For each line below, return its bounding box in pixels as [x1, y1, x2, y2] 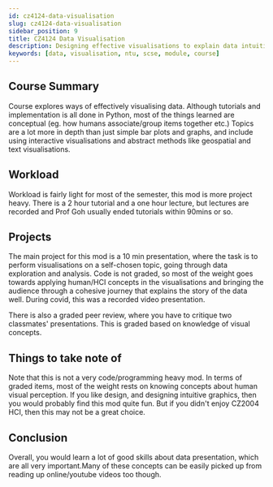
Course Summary [8, 80, 100, 93]
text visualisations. [8, 144, 71, 154]
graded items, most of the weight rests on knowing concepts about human [8, 381, 258, 391]
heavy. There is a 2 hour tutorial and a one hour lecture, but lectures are [8, 198, 249, 208]
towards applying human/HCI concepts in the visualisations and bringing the [8, 278, 264, 287]
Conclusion [8, 431, 68, 445]
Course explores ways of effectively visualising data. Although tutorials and [8, 101, 262, 110]
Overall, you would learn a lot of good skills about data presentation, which [8, 452, 259, 463]
